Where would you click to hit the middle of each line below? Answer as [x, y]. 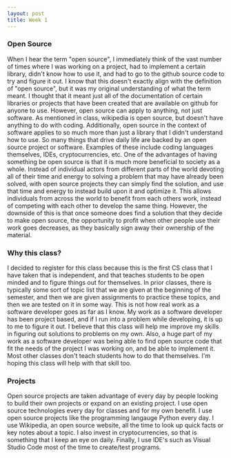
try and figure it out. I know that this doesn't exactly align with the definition [114, 81]
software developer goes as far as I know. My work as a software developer [115, 312]
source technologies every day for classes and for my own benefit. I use [110, 410]
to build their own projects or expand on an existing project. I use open [108, 404]
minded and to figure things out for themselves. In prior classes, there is [110, 283]
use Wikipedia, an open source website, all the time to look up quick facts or [115, 426]
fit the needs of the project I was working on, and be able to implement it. [111, 348]
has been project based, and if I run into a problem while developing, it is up [115, 319]
